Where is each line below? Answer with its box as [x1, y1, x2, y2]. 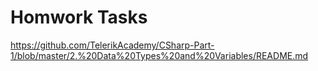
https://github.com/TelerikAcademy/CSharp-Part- [10, 39, 215, 51]
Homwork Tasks [10, 6, 148, 29]
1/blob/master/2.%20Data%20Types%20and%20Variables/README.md [10, 49, 309, 61]
